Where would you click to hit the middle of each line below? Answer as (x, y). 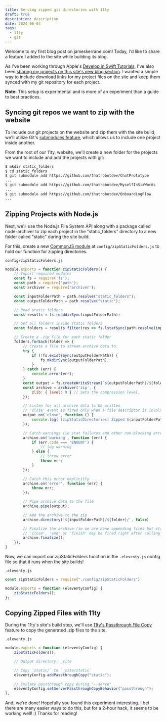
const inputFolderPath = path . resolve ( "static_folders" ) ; (75, 296)
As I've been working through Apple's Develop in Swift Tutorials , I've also (80, 66)
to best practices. (23, 96)
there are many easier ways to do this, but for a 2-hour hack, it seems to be (82, 708)
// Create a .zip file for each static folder (63, 337)
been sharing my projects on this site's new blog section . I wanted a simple (82, 71)
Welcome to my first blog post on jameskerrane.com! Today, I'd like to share (83, 51)
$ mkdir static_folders (30, 166)
